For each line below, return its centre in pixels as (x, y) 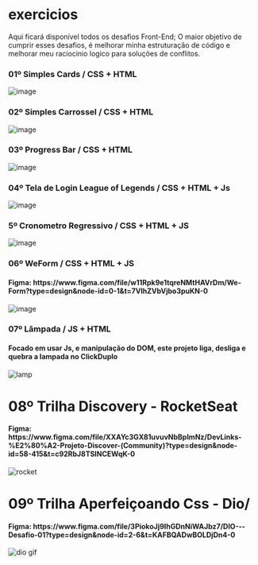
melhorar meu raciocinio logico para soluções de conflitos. (104, 53)
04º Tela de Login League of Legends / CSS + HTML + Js (119, 188)
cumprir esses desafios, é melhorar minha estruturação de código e (119, 45)
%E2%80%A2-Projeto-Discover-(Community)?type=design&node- (123, 446)
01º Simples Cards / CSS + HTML (73, 74)
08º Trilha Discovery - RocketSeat (123, 406)
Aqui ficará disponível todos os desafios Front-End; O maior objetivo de (125, 37)
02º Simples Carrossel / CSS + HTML (81, 112)
